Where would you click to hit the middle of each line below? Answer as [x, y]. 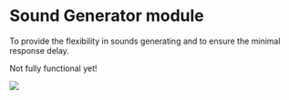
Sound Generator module [107, 16]
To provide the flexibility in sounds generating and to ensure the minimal [145, 41]
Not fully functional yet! [53, 68]
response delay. [40, 50]
